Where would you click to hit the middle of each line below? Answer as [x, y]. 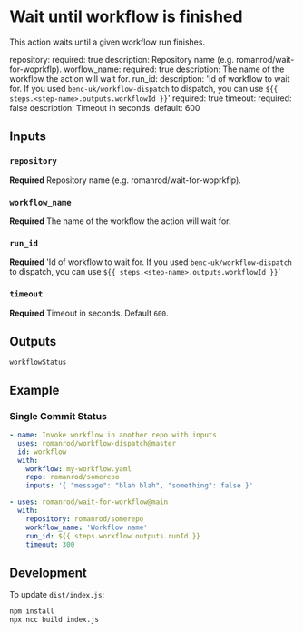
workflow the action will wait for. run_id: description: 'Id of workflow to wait [150, 78]
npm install [32, 611]
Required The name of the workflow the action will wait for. [120, 221]
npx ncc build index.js [54, 620]
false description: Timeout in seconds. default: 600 [105, 107]
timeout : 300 [50, 544]
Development [49, 573]
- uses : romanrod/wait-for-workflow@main [89, 502]
